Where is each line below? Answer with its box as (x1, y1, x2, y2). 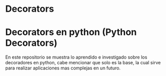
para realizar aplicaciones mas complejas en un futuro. (5, 65, 121, 71)
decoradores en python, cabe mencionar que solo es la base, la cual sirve (5, 60, 161, 66)
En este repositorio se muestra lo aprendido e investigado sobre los (5, 54, 148, 60)
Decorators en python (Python (5, 27, 137, 38)
